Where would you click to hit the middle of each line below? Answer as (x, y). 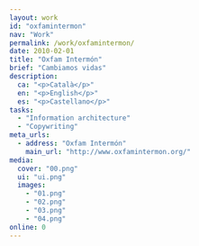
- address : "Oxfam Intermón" (72, 143)
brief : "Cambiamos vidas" (58, 68)
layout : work (34, 18)
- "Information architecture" (74, 118)
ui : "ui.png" (42, 177)
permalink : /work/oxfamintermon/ (72, 43)
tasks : (22, 110)
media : (22, 160)
